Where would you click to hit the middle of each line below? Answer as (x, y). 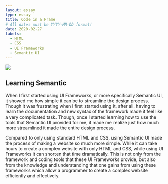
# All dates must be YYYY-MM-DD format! (49, 24)
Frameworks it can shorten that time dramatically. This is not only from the (83, 154)
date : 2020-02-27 (24, 29)
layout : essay (20, 10)
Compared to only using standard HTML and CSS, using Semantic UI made (84, 138)
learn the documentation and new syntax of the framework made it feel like (84, 112)
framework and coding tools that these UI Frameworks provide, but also (81, 159)
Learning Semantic (36, 83)
